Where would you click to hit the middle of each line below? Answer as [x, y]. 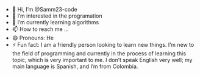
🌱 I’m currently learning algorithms [55, 22]
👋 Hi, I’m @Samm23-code [45, 9]
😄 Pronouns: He [33, 38]
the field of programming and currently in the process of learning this [99, 54]
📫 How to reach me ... [40, 29]
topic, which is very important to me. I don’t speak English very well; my [102, 60]
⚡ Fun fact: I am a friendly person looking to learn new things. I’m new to [103, 45]
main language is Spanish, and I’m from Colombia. [75, 66]
